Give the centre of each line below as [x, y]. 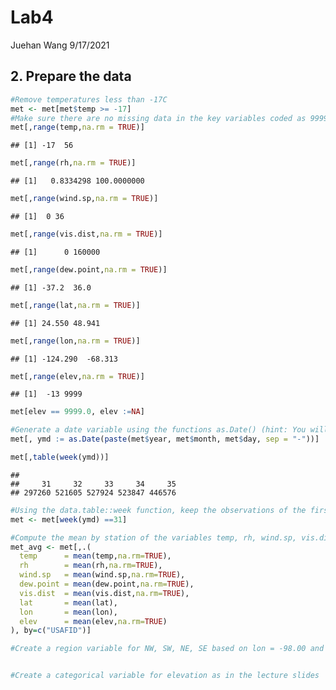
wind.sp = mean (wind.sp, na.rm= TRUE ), [102, 575]
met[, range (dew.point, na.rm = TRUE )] [89, 269]
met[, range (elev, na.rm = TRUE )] [77, 376]
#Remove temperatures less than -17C [89, 99]
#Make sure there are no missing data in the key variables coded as [158, 118]
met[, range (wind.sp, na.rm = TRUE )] [84, 199]
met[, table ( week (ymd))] [60, 457]
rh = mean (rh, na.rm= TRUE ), [91, 566]
